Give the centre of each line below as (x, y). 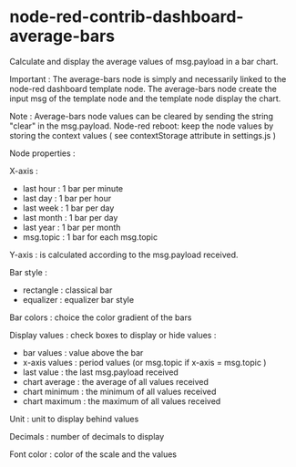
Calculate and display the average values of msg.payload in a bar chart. (144, 61)
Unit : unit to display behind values (74, 419)
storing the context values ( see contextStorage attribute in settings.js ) (143, 135)
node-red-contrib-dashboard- (127, 17)
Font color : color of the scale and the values (93, 454)
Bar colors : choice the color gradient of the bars (101, 317)
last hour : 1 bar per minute (73, 188)
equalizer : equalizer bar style (78, 299)
